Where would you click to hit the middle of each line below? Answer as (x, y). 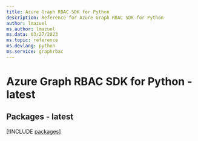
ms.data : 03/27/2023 (32, 35)
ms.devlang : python (31, 46)
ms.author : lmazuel (31, 29)
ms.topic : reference (32, 40)
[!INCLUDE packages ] (34, 131)
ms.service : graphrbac (35, 52)
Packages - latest (40, 117)
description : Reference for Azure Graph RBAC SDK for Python (85, 18)
